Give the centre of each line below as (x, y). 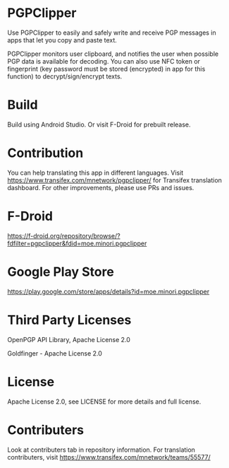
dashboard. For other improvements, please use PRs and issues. (101, 187)
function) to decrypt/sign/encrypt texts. (65, 76)
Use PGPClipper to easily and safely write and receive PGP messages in (112, 33)
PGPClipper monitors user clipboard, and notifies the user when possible (113, 54)
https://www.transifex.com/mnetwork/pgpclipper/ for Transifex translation (114, 180)
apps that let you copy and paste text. (62, 40)
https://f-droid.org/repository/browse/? (64, 235)
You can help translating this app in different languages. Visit (95, 172)
